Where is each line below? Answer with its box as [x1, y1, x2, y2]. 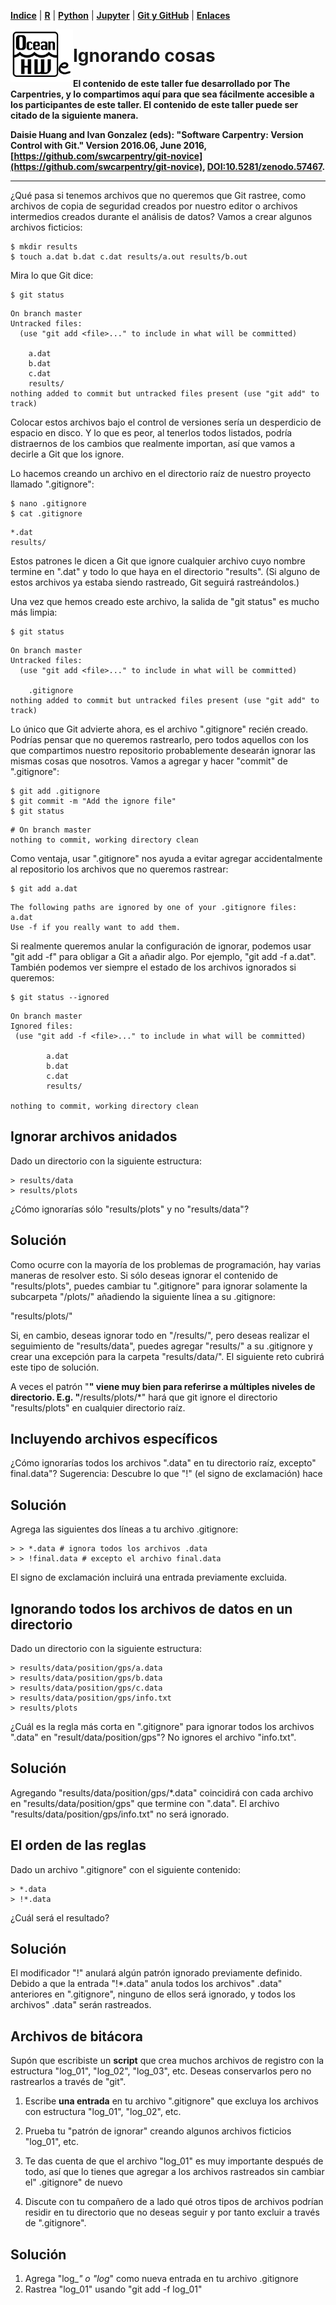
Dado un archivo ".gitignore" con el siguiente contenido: [10, 1863, 241, 1875]
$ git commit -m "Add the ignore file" [10, 796, 177, 806]
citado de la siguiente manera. [10, 109, 139, 121]
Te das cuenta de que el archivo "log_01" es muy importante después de [24, 2155, 324, 2167]
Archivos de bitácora [10, 2028, 143, 2045]
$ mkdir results [10, 241, 78, 252]
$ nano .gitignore [10, 498, 87, 509]
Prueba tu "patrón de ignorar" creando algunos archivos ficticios [24, 2125, 292, 2137]
